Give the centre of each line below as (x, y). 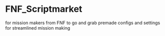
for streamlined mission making (38, 28)
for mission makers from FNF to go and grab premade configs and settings (83, 23)
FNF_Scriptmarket (44, 9)
